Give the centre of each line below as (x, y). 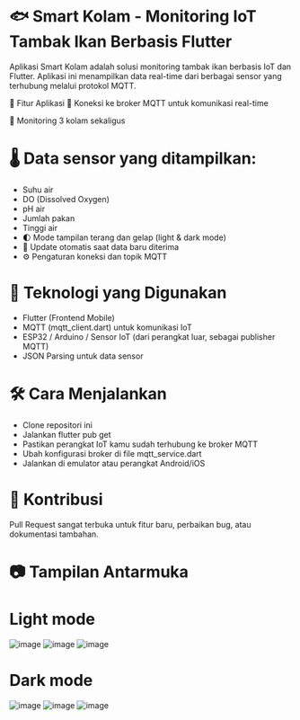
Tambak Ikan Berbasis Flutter (121, 42)
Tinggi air (40, 227)
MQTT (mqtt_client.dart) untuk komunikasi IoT (107, 327)
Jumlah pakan (49, 218)
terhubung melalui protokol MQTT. (73, 85)
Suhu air (38, 190)
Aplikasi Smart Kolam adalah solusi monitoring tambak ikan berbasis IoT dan (150, 67)
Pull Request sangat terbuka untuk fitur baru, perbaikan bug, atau (130, 524)
